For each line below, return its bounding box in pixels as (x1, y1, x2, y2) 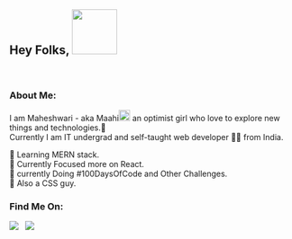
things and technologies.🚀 (9, 122, 106, 133)
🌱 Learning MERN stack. (9, 149, 100, 160)
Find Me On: (9, 200, 64, 213)
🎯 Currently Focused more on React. (9, 159, 144, 170)
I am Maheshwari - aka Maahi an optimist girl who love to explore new (9, 113, 281, 124)
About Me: (9, 89, 57, 102)
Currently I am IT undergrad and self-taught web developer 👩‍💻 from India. (9, 132, 284, 143)
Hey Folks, (9, 42, 70, 58)
